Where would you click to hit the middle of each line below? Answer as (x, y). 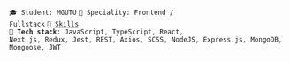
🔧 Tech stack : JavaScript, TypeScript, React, (96, 32)
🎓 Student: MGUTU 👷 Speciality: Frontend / (92, 12)
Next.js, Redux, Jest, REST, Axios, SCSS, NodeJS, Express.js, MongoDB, (146, 40)
